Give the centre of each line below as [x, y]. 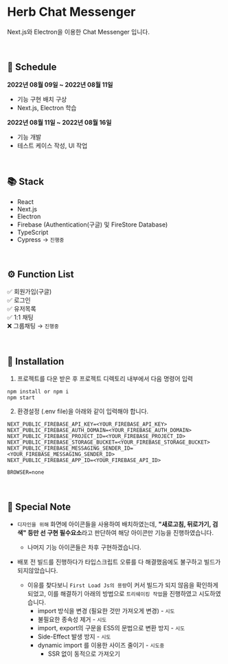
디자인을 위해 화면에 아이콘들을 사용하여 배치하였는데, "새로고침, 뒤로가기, [114, 524]
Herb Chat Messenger [71, 12]
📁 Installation [36, 361]
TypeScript [33, 232]
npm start [21, 398]
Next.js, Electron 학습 [47, 108]
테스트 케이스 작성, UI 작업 [52, 146]
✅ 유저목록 [22, 309]
